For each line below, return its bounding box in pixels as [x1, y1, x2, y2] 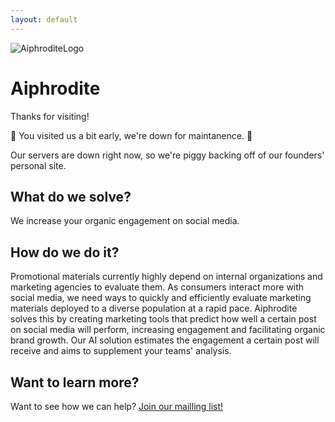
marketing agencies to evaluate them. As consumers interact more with [10, 281, 305, 293]
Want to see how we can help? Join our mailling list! [10, 401, 224, 412]
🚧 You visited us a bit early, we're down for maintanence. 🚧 [10, 129, 253, 141]
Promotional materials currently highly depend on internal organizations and [10, 271, 323, 283]
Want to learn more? [10, 374, 140, 391]
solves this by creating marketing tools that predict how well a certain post [10, 313, 317, 325]
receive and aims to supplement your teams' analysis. [10, 345, 232, 357]
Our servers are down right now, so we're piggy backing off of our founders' [10, 149, 325, 161]
